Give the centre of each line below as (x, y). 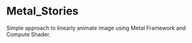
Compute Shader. (29, 34)
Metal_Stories (42, 11)
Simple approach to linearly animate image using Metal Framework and (96, 28)
